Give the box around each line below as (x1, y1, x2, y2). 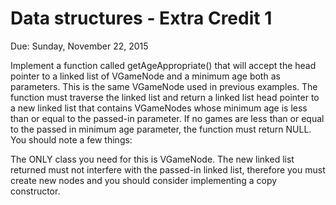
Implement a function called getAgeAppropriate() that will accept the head (10, 59, 317, 71)
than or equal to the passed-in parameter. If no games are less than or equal (10, 112, 325, 124)
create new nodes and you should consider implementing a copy (10, 174, 278, 186)
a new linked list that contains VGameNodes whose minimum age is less (10, 102, 308, 114)
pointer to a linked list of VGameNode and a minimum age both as (10, 70, 281, 82)
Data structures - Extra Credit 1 (10, 7, 273, 30)
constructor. (10, 185, 61, 197)
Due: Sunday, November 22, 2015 (10, 40, 149, 52)
